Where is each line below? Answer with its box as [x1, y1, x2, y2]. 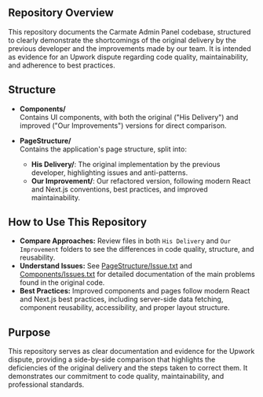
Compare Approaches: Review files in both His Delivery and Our [19, 236, 232, 246]
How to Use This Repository [8, 216, 148, 229]
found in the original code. [19, 278, 105, 287]
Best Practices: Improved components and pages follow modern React [19, 286, 250, 296]
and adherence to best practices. [8, 60, 115, 70]
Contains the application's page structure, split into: [19, 144, 187, 154]
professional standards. [8, 380, 85, 389]
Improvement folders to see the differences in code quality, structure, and [19, 245, 254, 254]
